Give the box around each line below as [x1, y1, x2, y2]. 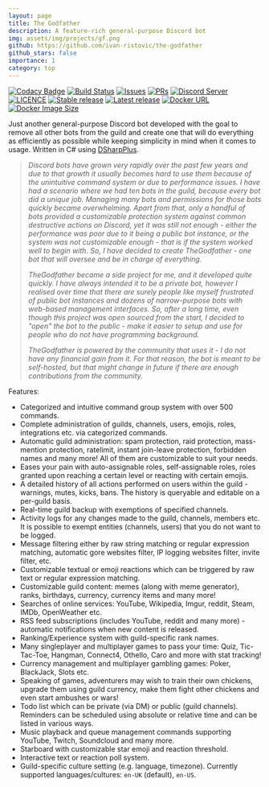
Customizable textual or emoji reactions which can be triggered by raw [19, 564, 255, 574]
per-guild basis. [19, 496, 72, 505]
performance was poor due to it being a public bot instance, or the [27, 229, 250, 238]
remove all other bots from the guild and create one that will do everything [8, 127, 255, 137]
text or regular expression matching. [19, 573, 141, 583]
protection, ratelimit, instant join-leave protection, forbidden [49, 444, 247, 455]
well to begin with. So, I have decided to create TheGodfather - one [27, 245, 252, 255]
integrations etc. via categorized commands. [19, 427, 169, 437]
